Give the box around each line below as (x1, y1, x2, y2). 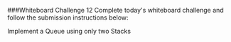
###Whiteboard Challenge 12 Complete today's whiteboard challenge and (7, 6, 224, 14)
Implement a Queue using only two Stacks (7, 27, 131, 35)
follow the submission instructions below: (7, 13, 129, 22)
